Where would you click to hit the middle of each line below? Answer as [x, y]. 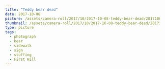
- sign [16, 50]
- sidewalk [21, 46]
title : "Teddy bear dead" [31, 9]
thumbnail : [16, 23]
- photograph [23, 37]
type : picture [20, 28]
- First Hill [23, 59]
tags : [11, 32]
